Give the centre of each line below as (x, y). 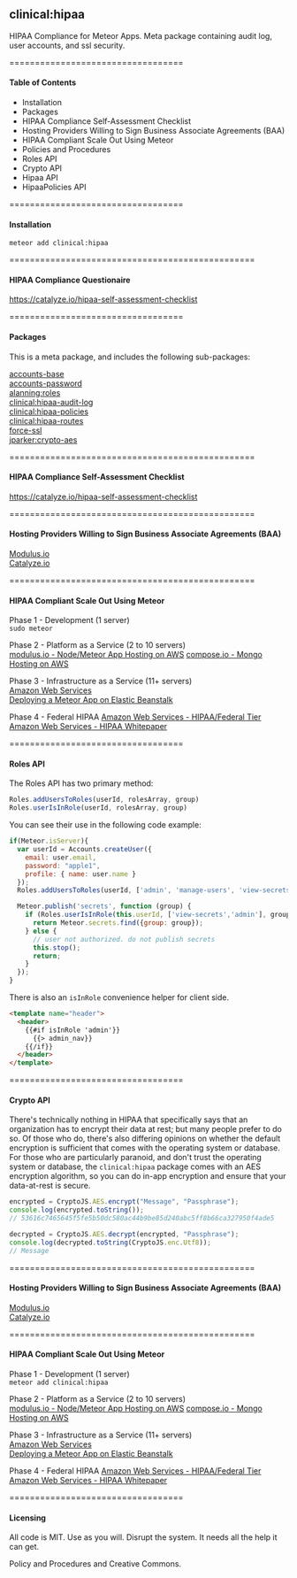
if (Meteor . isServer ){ (49, 841)
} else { (41, 931)
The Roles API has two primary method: (81, 783)
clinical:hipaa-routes (46, 420)
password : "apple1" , (63, 866)
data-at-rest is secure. (50, 1186)
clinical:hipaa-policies (49, 412)
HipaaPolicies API (54, 187)
